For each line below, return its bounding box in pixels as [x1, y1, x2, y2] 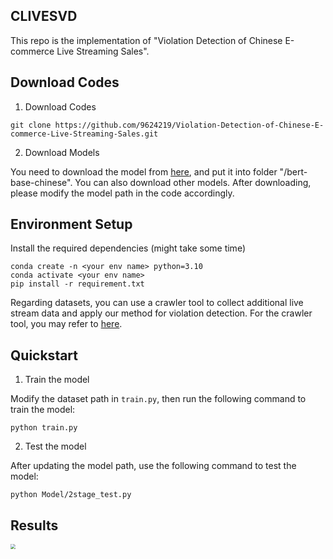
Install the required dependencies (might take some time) [10, 242, 246, 254]
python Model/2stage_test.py [10, 490, 132, 500]
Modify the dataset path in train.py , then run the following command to [10, 393, 307, 405]
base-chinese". [10, 176, 73, 188]
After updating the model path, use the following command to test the [10, 460, 297, 472]
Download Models [24, 146, 100, 158]
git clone [10, 120, 52, 130]
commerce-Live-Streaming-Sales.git [10, 129, 159, 139]
